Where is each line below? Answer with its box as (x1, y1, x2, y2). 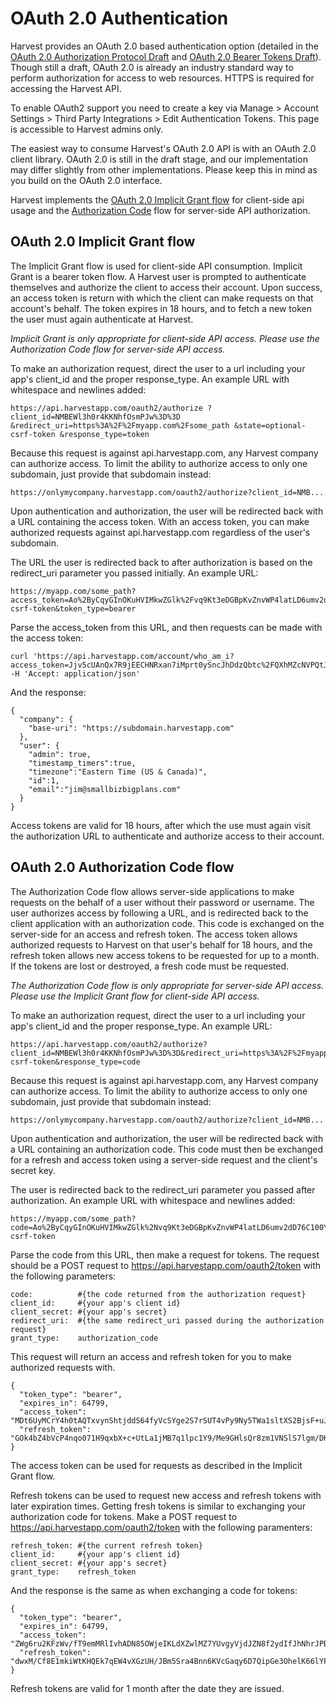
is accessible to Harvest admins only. (10, 123, 164, 135)
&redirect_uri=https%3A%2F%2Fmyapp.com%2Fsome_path (10, 420, 230, 431)
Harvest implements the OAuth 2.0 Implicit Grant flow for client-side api (10, 193, 305, 206)
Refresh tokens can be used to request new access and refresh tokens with (10, 1489, 322, 1501)
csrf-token (10, 429, 56, 439)
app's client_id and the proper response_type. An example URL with (10, 373, 290, 385)
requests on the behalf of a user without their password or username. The (10, 896, 315, 908)
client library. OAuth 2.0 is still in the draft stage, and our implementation (10, 153, 308, 165)
